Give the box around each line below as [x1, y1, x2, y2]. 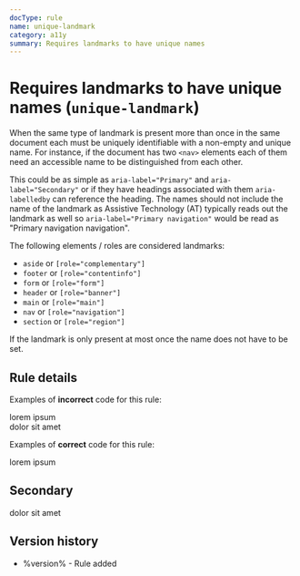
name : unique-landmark [9, 22, 95, 31]
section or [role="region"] [22, 316, 125, 327]
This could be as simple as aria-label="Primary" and [9, 174, 209, 185]
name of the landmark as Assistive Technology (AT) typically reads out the [9, 203, 288, 214]
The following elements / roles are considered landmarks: [9, 241, 225, 252]
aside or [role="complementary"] [22, 258, 145, 269]
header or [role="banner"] [22, 287, 121, 298]
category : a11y [9, 30, 67, 39]
